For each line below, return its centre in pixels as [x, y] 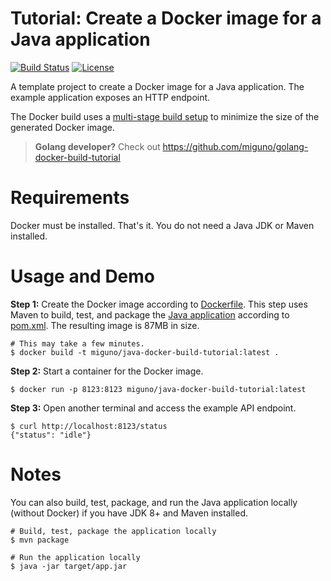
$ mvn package [40, 540]
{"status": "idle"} [51, 435]
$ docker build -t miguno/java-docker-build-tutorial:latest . [145, 352]
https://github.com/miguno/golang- [235, 146]
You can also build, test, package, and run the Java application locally [154, 502]
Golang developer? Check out [97, 146]
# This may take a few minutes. [77, 343]
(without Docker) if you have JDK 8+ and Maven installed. [129, 513]
